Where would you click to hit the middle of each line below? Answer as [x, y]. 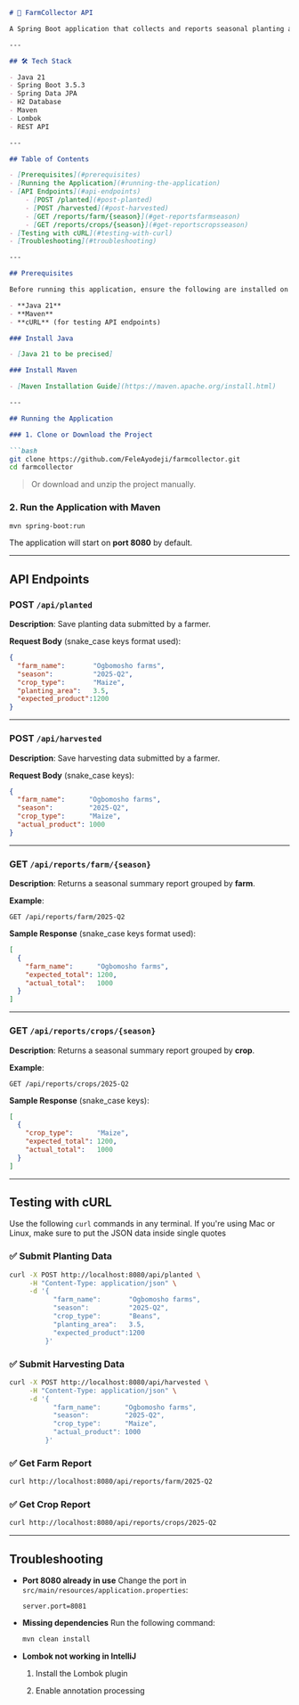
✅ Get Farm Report [50, 1463]
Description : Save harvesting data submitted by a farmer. [115, 758]
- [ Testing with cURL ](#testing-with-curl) [91, 233]
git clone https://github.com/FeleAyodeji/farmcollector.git [125, 459]
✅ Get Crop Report [50, 1504]
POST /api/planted [51, 604]
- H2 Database [36, 102]
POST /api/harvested [56, 738]
